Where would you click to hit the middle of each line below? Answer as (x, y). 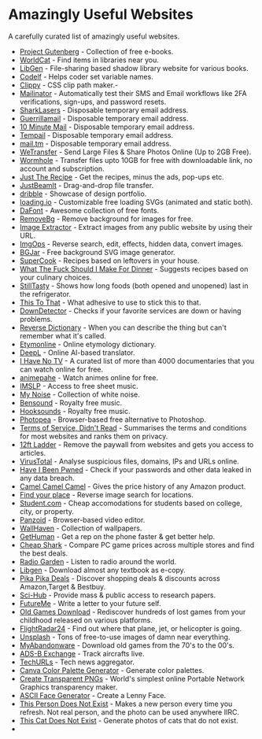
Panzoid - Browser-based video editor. (82, 519)
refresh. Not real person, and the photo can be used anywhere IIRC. (129, 712)
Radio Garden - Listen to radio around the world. (98, 561)
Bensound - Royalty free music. (71, 402)
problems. (36, 319)
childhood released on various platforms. (86, 620)
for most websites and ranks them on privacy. (94, 436)
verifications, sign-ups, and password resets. (93, 102)
